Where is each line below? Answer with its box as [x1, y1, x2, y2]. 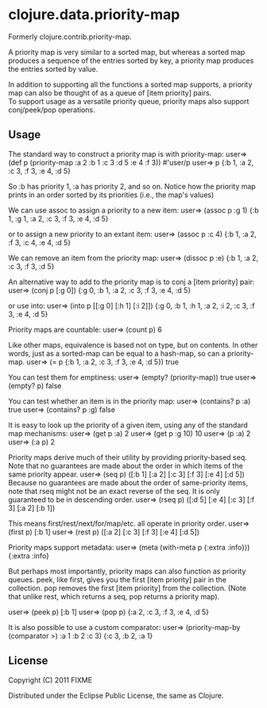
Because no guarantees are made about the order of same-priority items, [8, 477, 249, 487]
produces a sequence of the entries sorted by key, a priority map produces [8, 56, 254, 65]
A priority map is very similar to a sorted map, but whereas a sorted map [8, 47, 246, 56]
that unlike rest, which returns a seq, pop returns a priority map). [8, 591, 220, 601]
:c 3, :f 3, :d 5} [8, 261, 55, 271]
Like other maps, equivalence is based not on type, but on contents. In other [8, 340, 258, 349]
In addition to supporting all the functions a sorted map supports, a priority [8, 80, 253, 89]
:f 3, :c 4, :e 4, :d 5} [8, 237, 72, 247]
